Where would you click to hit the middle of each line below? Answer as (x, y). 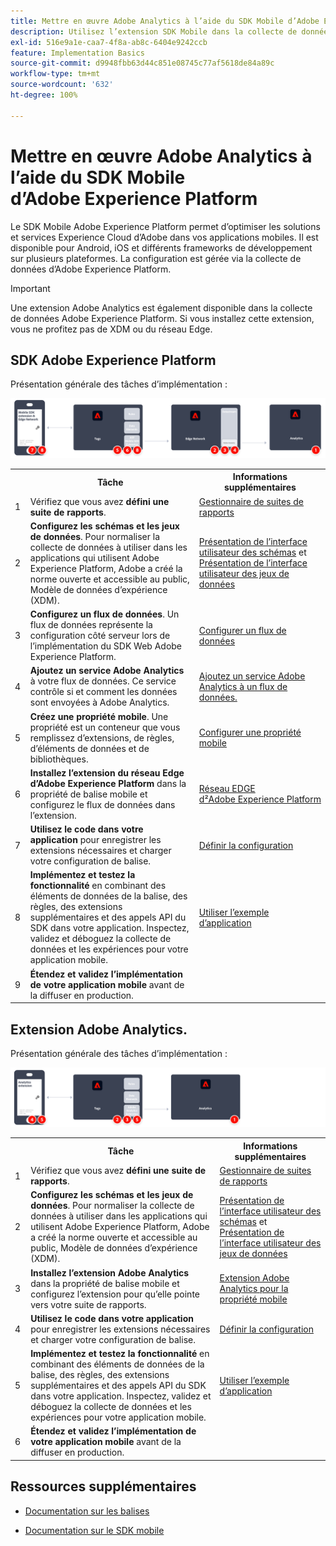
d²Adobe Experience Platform (260, 799)
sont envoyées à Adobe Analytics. (99, 702)
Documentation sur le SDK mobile (94, 1530)
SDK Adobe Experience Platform (113, 360)
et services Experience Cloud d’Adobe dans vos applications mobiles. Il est (164, 237)
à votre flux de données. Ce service (103, 681)
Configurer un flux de (242, 630)
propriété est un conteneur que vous (105, 727)
